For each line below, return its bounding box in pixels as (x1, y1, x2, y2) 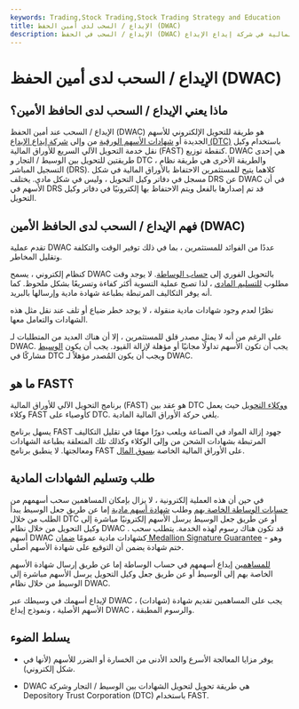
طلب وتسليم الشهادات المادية (10, 471, 155, 486)
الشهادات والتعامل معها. (10, 315, 88, 325)
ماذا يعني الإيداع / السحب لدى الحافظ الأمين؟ (10, 103, 229, 118)
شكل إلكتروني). (22, 663, 76, 673)
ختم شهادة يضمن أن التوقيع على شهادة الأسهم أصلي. (10, 541, 185, 552)
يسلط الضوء (10, 630, 70, 645)
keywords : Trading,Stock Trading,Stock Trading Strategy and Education (10, 12, 280, 22)
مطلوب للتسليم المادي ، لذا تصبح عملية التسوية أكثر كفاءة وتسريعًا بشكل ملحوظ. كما (10, 278, 289, 289)
